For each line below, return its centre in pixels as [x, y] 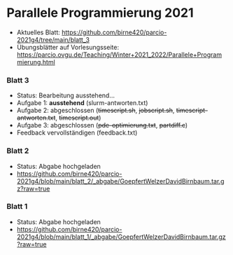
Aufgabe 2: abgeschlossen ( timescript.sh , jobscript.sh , [96, 111]
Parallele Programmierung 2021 [100, 13]
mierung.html [36, 62]
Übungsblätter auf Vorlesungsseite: [68, 47]
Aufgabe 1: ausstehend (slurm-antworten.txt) [82, 103]
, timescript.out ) [78, 118]
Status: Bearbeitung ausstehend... [66, 95]
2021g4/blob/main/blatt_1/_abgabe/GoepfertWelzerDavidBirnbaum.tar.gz [121, 237]
